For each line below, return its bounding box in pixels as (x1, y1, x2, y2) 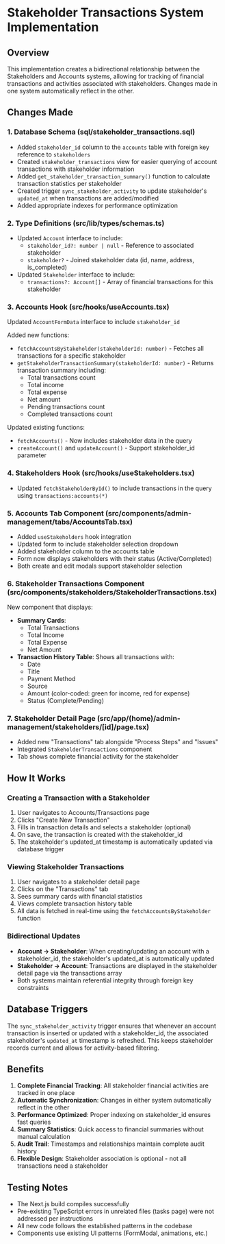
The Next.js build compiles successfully (16, 1200, 130, 1208)
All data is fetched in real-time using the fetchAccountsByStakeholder (16, 907, 211, 915)
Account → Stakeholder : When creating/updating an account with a (16, 947, 210, 955)
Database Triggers (7, 1004, 88, 1015)
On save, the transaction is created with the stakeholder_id (16, 831, 183, 839)
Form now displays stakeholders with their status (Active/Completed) (16, 554, 212, 562)
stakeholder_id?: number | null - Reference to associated (27, 241, 194, 249)
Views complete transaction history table (16, 899, 133, 908)
